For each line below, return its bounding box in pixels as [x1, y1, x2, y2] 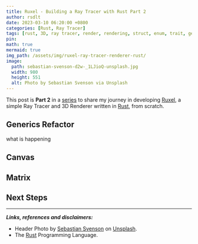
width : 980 [11, 69, 38, 75]
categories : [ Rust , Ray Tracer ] [6, 25, 85, 31]
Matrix [6, 173, 31, 183]
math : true [6, 42, 33, 48]
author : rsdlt [6, 14, 41, 20]
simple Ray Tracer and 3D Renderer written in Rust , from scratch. [6, 103, 164, 109]
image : [6, 58, 22, 64]
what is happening [6, 135, 51, 142]
